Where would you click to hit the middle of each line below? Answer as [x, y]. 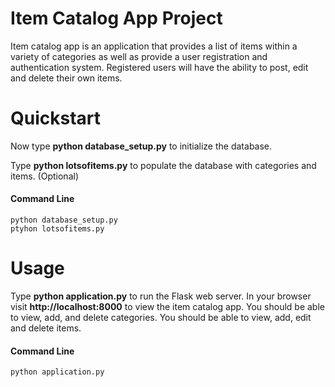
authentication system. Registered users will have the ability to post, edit [159, 67]
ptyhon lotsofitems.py [57, 229]
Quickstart [56, 118]
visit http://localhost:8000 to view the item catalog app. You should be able [167, 307]
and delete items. [46, 328]
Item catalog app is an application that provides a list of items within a [154, 46]
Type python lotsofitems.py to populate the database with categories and [163, 165]
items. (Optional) [44, 176]
